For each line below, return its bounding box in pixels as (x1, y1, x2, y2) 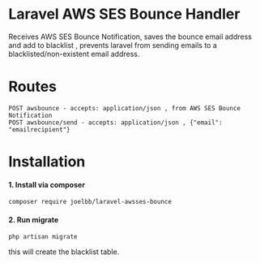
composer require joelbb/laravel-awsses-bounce (8, 198, 173, 206)
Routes (8, 78, 57, 96)
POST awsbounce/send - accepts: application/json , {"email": (8, 119, 223, 127)
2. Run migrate (8, 214, 59, 224)
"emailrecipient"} (8, 125, 70, 134)
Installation (8, 153, 86, 171)
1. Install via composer (8, 179, 85, 189)
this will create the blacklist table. (8, 247, 120, 257)
